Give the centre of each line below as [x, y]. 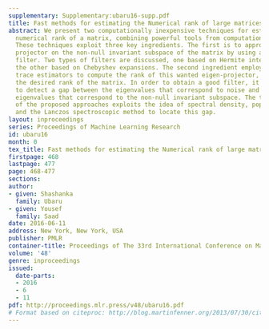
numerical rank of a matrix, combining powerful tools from [118, 38]
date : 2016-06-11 [37, 224]
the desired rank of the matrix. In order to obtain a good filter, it [138, 82]
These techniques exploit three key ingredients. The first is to [128, 46]
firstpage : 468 [34, 157]
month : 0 [23, 142]
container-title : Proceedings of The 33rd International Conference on [130, 246]
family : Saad [37, 216]
